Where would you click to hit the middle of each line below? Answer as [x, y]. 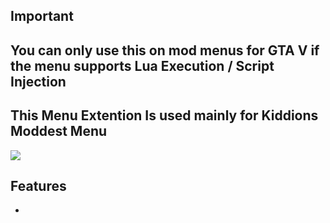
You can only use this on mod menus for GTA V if [165, 50]
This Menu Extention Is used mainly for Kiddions [164, 115]
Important [42, 16]
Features [38, 185]
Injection [38, 81]
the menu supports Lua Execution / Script [142, 65]
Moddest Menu [59, 131]
